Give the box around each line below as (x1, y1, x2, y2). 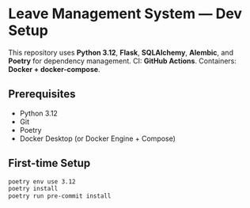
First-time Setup (8, 157, 91, 170)
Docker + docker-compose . (8, 64, 100, 74)
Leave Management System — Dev (8, 5, 243, 23)
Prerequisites (8, 88, 76, 101)
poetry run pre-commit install (8, 192, 112, 200)
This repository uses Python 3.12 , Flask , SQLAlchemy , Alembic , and (8, 47, 233, 57)
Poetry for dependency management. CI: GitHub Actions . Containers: (8, 56, 237, 66)
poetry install (8, 185, 59, 193)
